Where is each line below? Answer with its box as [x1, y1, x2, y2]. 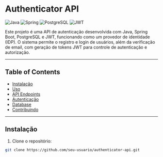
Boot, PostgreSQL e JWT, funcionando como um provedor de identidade [5, 34, 150, 40]
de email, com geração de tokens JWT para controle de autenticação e [5, 44, 147, 50]
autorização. [5, 49, 30, 55]
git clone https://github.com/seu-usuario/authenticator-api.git [5, 147, 140, 152]
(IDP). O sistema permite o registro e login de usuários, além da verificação [5, 39, 155, 45]
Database [12, 101, 32, 107]
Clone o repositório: [12, 138, 52, 144]
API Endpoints [12, 91, 40, 97]
